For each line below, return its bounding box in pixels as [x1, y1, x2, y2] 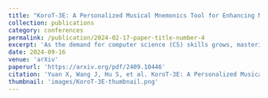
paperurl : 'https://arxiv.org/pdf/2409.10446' [8, 63, 166, 71]
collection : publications [8, 19, 94, 27]
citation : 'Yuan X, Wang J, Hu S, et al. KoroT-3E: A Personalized [8, 70, 238, 78]
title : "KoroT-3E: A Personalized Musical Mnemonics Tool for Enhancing [8, 11, 255, 20]
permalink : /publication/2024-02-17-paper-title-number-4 [8, 33, 205, 42]
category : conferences [8, 26, 84, 34]
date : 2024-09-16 [8, 48, 66, 56]
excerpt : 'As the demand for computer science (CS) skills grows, [8, 41, 234, 49]
